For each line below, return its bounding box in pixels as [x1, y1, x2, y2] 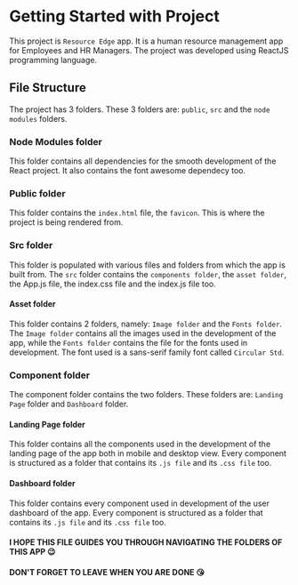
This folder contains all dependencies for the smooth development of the [9, 156, 277, 166]
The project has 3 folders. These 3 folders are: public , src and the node [9, 104, 270, 115]
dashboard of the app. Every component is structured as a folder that [9, 507, 263, 517]
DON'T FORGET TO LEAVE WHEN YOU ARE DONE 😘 [9, 566, 205, 577]
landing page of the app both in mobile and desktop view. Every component [9, 448, 287, 459]
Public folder [9, 187, 66, 199]
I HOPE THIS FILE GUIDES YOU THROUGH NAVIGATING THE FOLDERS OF [9, 537, 283, 548]
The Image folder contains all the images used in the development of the [9, 327, 277, 339]
